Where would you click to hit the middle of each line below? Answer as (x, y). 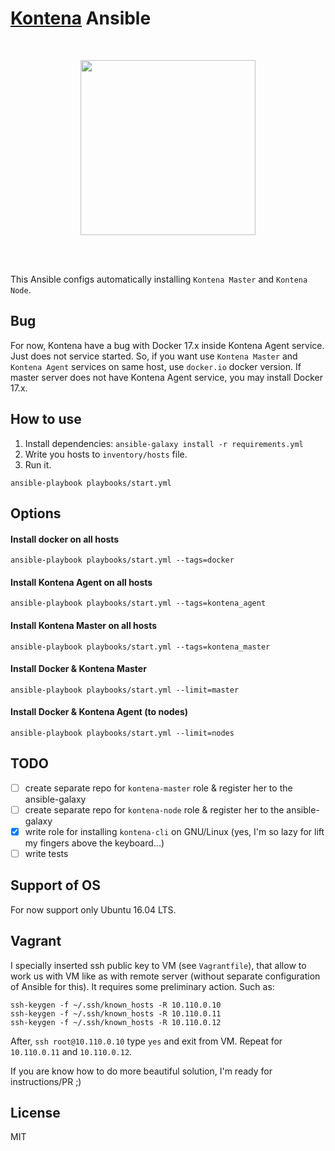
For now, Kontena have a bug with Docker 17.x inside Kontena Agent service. (167, 345)
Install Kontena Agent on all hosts (81, 582)
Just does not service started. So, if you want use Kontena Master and (154, 356)
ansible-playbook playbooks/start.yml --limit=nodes (122, 733)
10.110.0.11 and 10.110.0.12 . (71, 1051)
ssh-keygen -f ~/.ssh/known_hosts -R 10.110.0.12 (116, 1022)
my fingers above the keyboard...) (94, 843)
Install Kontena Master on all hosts (84, 625)
